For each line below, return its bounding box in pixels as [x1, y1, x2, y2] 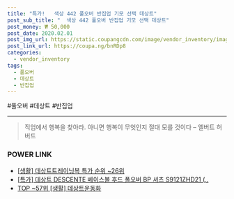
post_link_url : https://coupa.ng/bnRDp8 [7, 43, 127, 50]
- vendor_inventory [13, 56, 70, 63]
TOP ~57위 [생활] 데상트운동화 [17, 184, 102, 192]
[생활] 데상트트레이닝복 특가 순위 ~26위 [17, 166, 125, 175]
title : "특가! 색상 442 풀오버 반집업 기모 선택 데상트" [7, 10, 157, 17]
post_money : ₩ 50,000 [7, 23, 70, 30]
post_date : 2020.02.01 [7, 29, 73, 37]
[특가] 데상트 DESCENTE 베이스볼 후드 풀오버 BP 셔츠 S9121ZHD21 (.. [17, 175, 209, 184]
